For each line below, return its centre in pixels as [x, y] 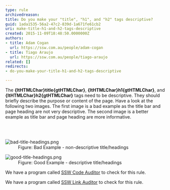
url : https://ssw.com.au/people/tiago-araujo [59, 57]
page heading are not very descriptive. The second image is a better [77, 111]
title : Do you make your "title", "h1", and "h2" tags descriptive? [79, 19]
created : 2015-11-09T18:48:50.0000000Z [47, 33]
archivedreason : [22, 15]
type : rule [17, 10]
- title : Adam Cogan [27, 43]
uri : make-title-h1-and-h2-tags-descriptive [53, 29]
